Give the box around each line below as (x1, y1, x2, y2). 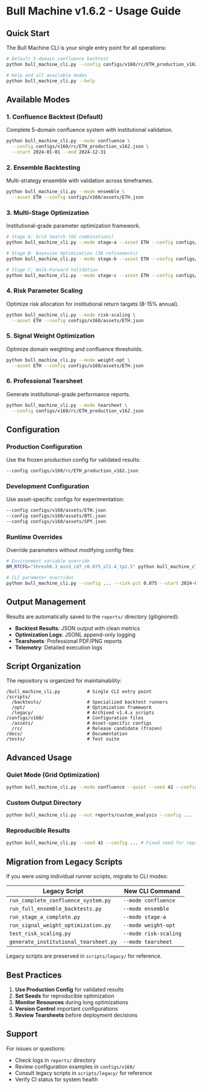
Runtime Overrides (6, 533, 63, 541)
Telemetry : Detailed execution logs (14, 644, 103, 651)
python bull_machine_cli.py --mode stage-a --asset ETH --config (6, 240, 173, 246)
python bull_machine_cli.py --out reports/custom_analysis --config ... (6, 812, 192, 818)
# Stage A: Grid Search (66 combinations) (6, 234, 114, 240)
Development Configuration (6, 482, 90, 491)
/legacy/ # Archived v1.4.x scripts (11, 710, 155, 716)
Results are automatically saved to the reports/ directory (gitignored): (6, 613, 179, 620)
